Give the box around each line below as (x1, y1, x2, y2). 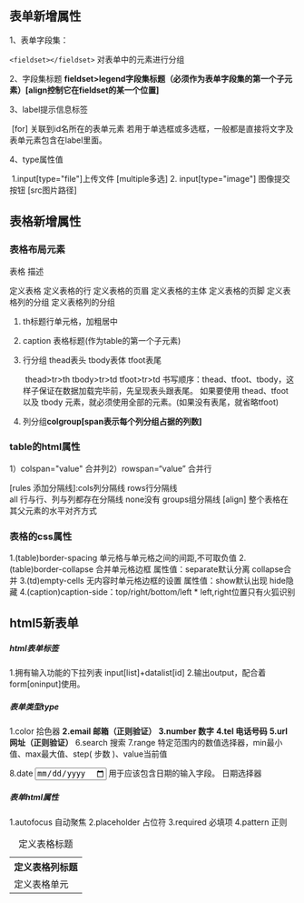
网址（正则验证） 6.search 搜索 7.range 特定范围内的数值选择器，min (9, 737, 268, 748)
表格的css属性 (9, 530, 73, 543)
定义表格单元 (14, 878, 70, 890)
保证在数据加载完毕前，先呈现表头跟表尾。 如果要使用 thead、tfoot (38, 385, 289, 396)
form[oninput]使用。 (9, 678, 85, 689)
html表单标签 (9, 643, 59, 654)
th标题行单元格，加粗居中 (22, 316, 118, 326)
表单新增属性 (9, 8, 82, 25)
